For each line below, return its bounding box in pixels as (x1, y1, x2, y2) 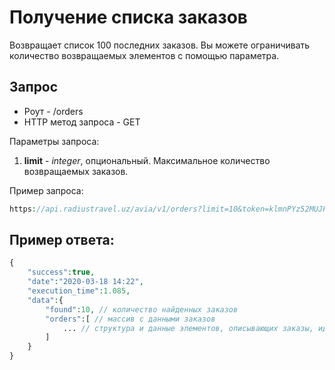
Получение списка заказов (9, 6, 249, 29)
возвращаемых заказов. (23, 165, 129, 177)
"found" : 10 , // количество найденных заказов (45, 304, 239, 315)
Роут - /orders (23, 105, 84, 117)
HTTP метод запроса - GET (23, 116, 141, 128)
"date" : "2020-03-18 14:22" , (27, 277, 144, 287)
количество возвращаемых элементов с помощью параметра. (9, 49, 280, 61)
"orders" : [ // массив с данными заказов (45, 314, 216, 324)
